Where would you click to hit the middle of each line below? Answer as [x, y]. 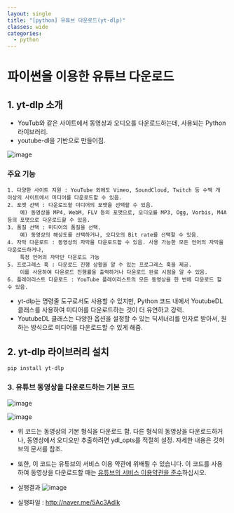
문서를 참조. [47, 448]
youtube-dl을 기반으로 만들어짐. [61, 140]
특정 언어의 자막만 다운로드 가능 [60, 258]
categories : [25, 33]
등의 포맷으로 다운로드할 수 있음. [49, 220]
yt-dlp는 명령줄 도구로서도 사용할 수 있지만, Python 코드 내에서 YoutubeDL [120, 301]
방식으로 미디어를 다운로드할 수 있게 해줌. [87, 328]
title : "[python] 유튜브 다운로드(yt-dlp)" [67, 20]
